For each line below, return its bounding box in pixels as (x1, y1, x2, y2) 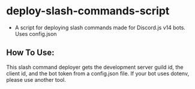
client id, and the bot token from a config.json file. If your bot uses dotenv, (6, 70, 190, 77)
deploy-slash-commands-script (6, 4, 170, 18)
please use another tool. (6, 76, 66, 83)
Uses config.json (14, 30, 57, 37)
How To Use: (6, 48, 55, 58)
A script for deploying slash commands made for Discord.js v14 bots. (14, 24, 186, 31)
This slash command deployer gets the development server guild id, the (6, 63, 184, 70)
